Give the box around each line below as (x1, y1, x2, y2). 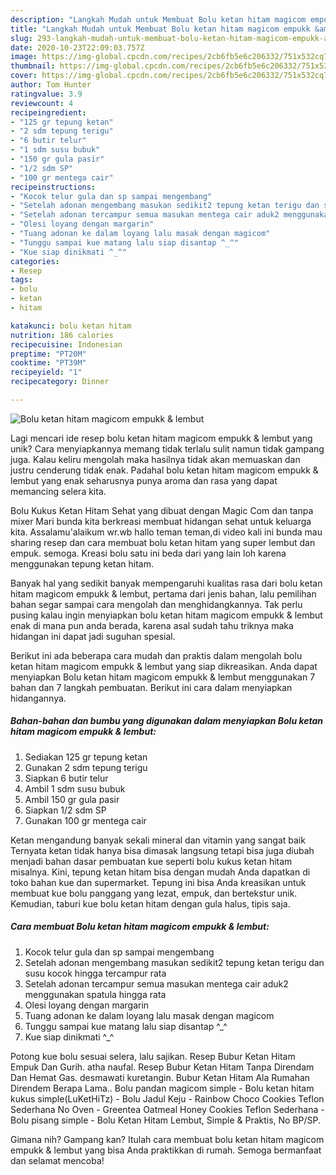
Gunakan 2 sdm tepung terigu (24, 761, 148, 773)
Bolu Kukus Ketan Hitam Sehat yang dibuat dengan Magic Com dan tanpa (10, 504, 314, 516)
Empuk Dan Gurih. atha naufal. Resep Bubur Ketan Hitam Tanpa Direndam (10, 1061, 315, 1073)
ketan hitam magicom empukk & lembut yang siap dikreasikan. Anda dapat (10, 660, 318, 672)
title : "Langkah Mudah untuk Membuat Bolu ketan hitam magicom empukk (10, 24, 311, 34)
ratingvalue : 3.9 (10, 89, 83, 99)
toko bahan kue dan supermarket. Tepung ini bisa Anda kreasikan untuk (10, 876, 307, 888)
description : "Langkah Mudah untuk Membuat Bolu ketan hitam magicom (10, 14, 307, 25)
